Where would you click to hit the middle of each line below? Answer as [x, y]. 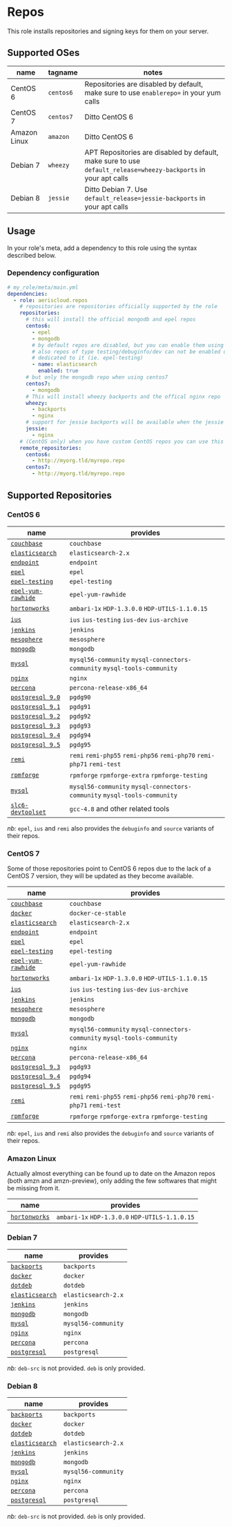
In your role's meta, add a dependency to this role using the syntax [102, 248]
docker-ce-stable [98, 913]
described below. [32, 255]
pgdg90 [80, 697]
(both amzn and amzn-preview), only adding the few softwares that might [112, 1181]
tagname [63, 72]
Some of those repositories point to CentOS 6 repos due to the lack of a [109, 869]
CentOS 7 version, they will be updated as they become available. [100, 876]
